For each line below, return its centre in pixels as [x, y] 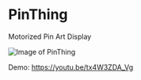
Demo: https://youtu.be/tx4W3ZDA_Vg [70, 67]
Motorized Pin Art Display [50, 36]
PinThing [38, 15]
